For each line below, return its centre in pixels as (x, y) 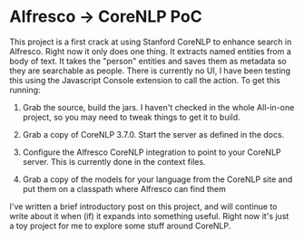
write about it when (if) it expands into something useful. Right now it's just (149, 216)
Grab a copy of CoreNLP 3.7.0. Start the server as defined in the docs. (153, 134)
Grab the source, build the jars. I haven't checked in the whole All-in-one (158, 107)
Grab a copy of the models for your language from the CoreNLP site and (157, 179)
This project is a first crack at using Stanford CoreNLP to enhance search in (151, 42)
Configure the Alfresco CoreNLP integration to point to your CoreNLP (152, 152)
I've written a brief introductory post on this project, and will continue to (143, 206)
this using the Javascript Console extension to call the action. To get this (145, 80)
